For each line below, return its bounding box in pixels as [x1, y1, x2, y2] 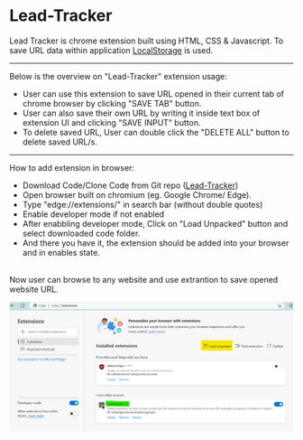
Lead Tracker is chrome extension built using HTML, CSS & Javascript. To [9, 35, 284, 46]
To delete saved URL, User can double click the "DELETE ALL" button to [22, 126, 290, 137]
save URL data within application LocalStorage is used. [9, 44, 214, 55]
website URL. [9, 284, 59, 295]
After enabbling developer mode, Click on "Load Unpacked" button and [22, 218, 289, 229]
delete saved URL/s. [22, 136, 97, 147]
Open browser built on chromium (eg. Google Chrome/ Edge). [22, 189, 252, 200]
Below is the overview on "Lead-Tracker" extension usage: [9, 70, 228, 81]
